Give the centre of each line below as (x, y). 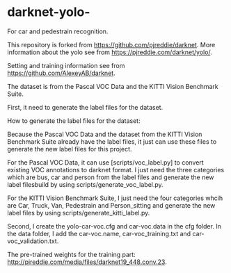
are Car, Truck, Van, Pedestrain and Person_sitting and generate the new (111, 205)
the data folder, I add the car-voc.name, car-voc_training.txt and (99, 233)
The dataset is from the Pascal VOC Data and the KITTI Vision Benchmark (113, 86)
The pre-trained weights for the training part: (71, 254)
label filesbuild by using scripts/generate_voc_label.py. (85, 184)
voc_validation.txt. (33, 241)
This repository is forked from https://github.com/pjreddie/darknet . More (111, 44)
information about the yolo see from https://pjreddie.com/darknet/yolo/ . (110, 52)
